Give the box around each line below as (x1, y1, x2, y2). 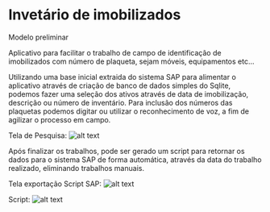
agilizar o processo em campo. (8, 114, 111, 124)
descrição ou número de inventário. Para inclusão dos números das (8, 98, 233, 107)
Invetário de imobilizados (8, 6, 181, 24)
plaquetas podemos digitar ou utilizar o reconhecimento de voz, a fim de (8, 106, 250, 116)
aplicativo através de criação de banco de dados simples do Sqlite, (8, 81, 231, 90)
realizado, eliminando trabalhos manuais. (8, 163, 145, 173)
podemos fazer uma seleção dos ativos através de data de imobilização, (8, 89, 249, 98)
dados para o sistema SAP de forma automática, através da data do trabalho (8, 155, 262, 164)
